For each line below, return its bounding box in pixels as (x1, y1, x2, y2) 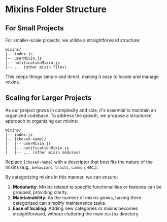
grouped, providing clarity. (12, 189, 69, 195)
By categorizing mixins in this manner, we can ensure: (5, 174, 118, 180)
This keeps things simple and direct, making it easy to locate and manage (5, 73, 159, 80)
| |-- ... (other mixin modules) (5, 150, 81, 155)
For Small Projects (5, 24, 64, 32)
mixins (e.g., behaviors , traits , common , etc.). (5, 164, 98, 170)
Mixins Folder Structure (5, 4, 107, 15)
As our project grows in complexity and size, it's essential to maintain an (5, 107, 156, 113)
